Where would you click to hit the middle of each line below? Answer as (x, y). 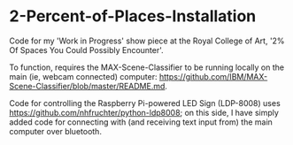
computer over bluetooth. (55, 131)
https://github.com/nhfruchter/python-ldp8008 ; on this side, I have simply (144, 112)
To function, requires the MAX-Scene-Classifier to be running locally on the (147, 67)
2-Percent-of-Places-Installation (133, 16)
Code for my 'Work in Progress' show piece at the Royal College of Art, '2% (147, 41)
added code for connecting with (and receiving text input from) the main (141, 122)
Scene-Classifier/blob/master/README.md (87, 86)
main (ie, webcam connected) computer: (83, 76)
